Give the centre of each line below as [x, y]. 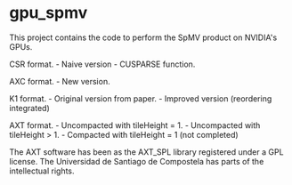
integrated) [30, 108]
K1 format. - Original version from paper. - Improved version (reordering [141, 98]
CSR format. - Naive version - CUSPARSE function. [102, 64]
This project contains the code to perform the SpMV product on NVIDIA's [143, 37]
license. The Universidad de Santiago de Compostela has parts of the [137, 161]
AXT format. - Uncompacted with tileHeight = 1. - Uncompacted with [135, 125]
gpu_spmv [49, 13]
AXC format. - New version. [60, 81]
